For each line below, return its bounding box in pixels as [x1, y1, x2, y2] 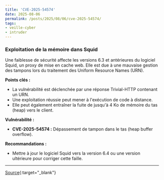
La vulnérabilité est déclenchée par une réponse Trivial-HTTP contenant [12, 87, 158, 92]
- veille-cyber [5, 25, 36, 30]
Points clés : [5, 77, 31, 83]
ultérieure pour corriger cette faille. [12, 156, 83, 161]
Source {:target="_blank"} [5, 170, 56, 176]
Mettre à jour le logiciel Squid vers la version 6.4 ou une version [12, 150, 141, 157]
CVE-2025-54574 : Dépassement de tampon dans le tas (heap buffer [12, 126, 153, 132]
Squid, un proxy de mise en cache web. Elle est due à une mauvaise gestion [5, 62, 158, 68]
